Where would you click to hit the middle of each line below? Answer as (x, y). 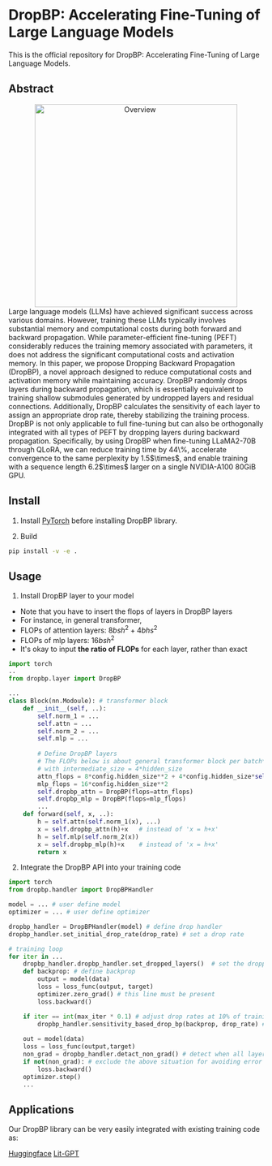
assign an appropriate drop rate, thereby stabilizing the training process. (129, 415)
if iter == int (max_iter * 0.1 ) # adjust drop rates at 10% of (132, 1017)
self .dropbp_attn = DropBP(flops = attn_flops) (116, 792)
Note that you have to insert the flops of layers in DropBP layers (126, 611)
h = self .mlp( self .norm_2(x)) (88, 837)
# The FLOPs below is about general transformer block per (139, 762)
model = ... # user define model (65, 905)
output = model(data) (74, 979)
